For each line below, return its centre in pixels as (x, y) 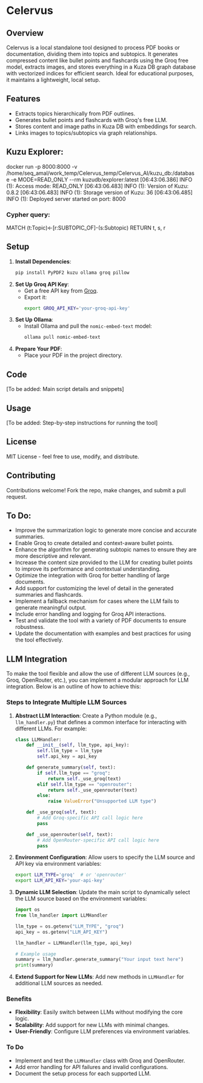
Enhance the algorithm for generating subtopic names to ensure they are (106, 549)
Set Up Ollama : (34, 320)
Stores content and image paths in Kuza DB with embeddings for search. (106, 126)
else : (44, 796)
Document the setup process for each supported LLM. (83, 1073)
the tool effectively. (39, 640)
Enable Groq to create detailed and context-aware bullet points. (94, 543)
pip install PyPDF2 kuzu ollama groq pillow (72, 273)
